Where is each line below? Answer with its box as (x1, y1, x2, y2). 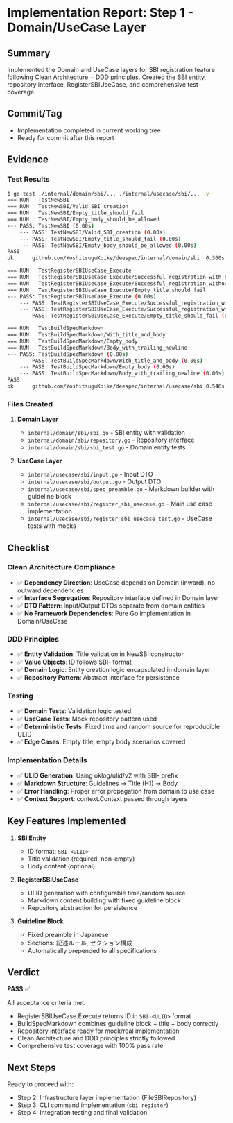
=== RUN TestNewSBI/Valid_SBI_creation (7, 203, 129, 210)
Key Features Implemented (7, 815, 126, 827)
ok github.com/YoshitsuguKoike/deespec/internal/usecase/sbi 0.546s (7, 383, 225, 390)
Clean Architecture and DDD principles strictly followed (17, 1034, 175, 1043)
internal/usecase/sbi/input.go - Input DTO (27, 470, 153, 479)
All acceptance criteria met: (7, 999, 86, 1007)
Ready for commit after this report (17, 133, 114, 142)
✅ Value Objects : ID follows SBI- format (17, 658, 132, 667)
